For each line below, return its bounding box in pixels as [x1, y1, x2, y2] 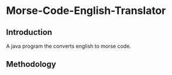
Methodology [6, 59, 57, 69]
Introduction [6, 27, 53, 37]
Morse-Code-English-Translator [6, 4, 166, 17]
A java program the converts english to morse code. [6, 42, 132, 49]
